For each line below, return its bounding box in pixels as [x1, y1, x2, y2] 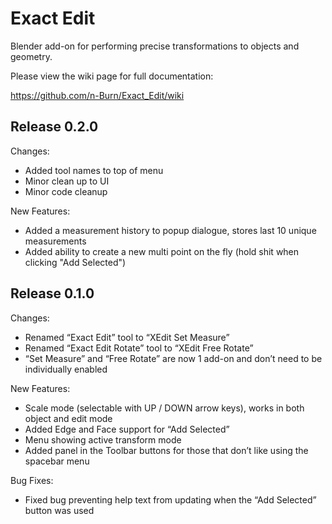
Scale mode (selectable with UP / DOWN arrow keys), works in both [24, 402, 305, 414]
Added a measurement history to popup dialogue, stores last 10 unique [24, 224, 317, 236]
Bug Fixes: [10, 474, 54, 486]
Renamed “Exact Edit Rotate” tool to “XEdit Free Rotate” [24, 342, 254, 354]
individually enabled [24, 363, 108, 375]
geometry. [10, 50, 53, 62]
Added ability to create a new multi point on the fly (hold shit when [24, 245, 300, 257]
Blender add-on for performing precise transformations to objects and [10, 40, 300, 52]
